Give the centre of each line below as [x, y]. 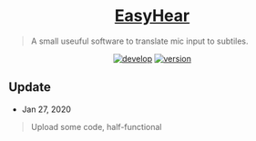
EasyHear [152, 16]
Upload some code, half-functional [96, 126]
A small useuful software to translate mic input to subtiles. [139, 41]
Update [30, 87]
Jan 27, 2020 [46, 109]
